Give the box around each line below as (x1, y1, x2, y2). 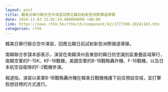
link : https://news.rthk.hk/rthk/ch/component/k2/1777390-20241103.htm (5, 21, 159, 27)
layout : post (5, 7, 33, 13)
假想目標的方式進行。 (5, 81, 50, 87)
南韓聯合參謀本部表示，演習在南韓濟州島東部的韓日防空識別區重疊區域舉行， (5, 52, 165, 58)
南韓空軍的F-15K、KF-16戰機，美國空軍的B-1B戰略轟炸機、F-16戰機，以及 (5, 58, 159, 64)
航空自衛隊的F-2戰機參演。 (9, 64, 66, 70)
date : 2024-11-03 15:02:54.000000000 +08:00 (5, 17, 101, 22)
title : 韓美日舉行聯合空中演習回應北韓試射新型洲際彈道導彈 (5, 12, 115, 17)
